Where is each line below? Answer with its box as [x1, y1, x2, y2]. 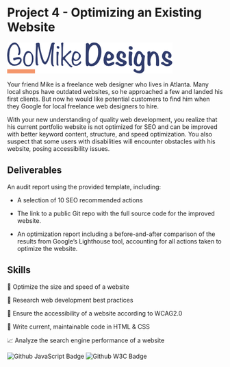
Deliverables [7, 165, 62, 176]
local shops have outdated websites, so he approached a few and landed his [7, 87, 223, 95]
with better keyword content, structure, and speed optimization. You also [7, 130, 212, 138]
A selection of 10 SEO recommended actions [16, 196, 143, 204]
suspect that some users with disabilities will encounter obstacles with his [7, 137, 216, 145]
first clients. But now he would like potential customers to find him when [7, 95, 210, 103]
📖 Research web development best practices [7, 296, 133, 304]
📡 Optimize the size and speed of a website [7, 283, 130, 291]
